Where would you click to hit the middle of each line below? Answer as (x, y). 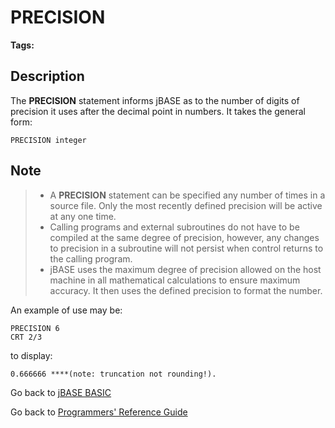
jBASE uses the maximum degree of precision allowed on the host (185, 269)
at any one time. (83, 216)
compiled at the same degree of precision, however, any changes (184, 237)
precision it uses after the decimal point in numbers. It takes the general (158, 111)
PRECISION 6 (35, 328)
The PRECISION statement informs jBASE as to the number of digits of (155, 100)
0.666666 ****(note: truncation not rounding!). (113, 374)
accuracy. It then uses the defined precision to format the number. (186, 290)
